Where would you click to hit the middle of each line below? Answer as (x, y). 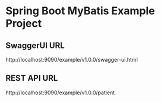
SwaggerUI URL (35, 45)
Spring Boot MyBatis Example (80, 11)
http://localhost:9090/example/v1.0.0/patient (60, 93)
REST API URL (32, 78)
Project (24, 23)
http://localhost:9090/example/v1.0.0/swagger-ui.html (72, 60)
